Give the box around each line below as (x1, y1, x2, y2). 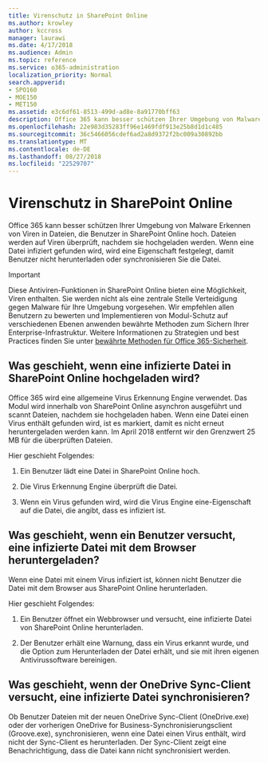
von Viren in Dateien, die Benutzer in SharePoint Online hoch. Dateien (8, 229, 237, 239)
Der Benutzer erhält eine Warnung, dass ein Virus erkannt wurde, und (19, 638, 249, 647)
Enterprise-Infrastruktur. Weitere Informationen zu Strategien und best (8, 328, 239, 337)
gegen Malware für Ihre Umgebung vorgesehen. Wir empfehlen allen (8, 302, 235, 312)
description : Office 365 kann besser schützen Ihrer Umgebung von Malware (8, 116, 262, 124)
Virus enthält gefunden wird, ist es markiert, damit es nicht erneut (8, 418, 225, 427)
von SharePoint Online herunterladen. (19, 623, 144, 632)
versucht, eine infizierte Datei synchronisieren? (8, 690, 250, 704)
